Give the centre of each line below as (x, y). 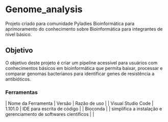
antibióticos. (18, 79)
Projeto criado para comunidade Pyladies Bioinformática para (70, 23)
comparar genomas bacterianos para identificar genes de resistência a (80, 74)
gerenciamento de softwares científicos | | (50, 114)
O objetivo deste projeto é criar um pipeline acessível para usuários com (81, 63)
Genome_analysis (44, 9)
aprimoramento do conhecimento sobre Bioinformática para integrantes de (84, 29)
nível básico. (19, 34)
